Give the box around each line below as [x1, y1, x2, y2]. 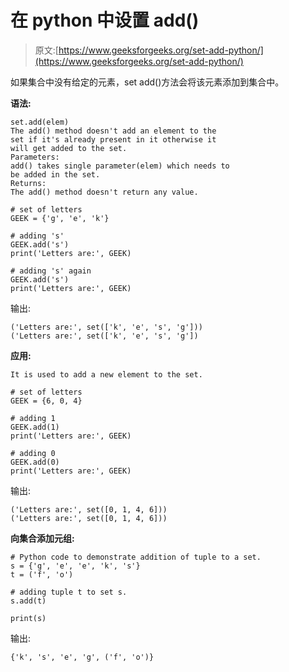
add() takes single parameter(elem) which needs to [10, 161, 230, 171]
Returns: [10, 178, 47, 188]
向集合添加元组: [10, 532, 75, 544]
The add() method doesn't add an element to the [10, 126, 217, 136]
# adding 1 [10, 413, 56, 423]
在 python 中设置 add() [10, 9, 200, 32]
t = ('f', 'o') [10, 569, 74, 580]
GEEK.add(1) [10, 422, 60, 432]
